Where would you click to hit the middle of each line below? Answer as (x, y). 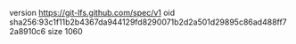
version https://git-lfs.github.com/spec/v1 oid (92, 13)
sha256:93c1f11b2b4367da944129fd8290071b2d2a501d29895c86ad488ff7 (148, 22)
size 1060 (65, 31)
